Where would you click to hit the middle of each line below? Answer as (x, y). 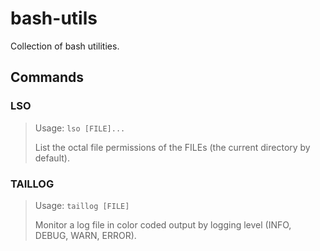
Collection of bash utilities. (65, 46)
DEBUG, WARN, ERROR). (85, 235)
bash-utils (54, 18)
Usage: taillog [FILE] (82, 205)
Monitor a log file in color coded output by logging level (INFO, (163, 224)
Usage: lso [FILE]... (80, 128)
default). (52, 158)
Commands (47, 77)
